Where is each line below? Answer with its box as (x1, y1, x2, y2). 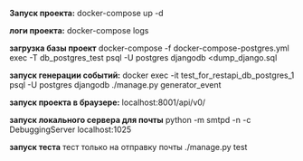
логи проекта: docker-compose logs (9, 25, 149, 35)
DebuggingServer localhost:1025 (9, 124, 132, 135)
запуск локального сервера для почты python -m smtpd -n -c (9, 115, 251, 125)
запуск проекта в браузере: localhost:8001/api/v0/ (9, 97, 206, 108)
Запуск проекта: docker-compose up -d (9, 8, 165, 18)
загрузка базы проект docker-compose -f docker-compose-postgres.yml (9, 43, 289, 53)
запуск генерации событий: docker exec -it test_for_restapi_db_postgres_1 (9, 70, 295, 80)
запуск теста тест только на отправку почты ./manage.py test (9, 142, 248, 152)
